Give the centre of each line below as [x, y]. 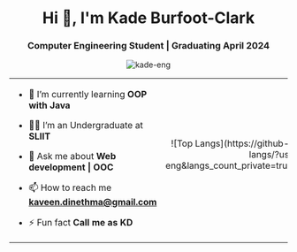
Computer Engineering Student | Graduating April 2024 [148, 46]
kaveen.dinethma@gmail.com [93, 202]
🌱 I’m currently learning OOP [88, 95]
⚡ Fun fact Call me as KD [81, 223]
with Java [49, 105]
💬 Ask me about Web [72, 157]
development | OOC [71, 167]
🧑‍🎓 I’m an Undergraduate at [86, 126]
